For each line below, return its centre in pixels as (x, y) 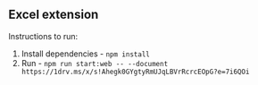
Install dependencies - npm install (86, 54)
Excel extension (54, 15)
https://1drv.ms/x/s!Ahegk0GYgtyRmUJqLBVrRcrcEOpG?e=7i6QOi (135, 72)
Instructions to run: (43, 36)
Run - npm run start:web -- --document (95, 63)
